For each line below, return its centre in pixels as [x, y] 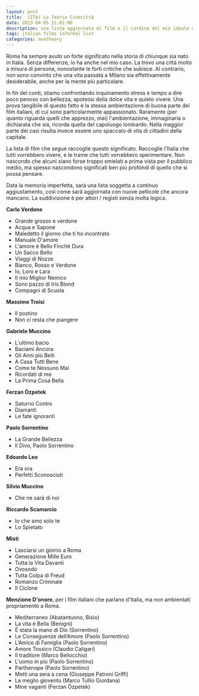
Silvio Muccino [25, 486]
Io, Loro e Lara [32, 271]
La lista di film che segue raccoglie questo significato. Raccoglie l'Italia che [98, 148]
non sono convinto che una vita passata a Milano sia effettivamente [88, 75]
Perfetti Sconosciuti [39, 475]
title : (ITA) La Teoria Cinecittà [50, 17]
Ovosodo [26, 569]
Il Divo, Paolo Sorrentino [44, 445]
